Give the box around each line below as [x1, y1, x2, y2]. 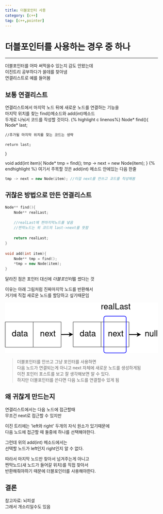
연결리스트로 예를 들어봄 [5, 75, 51, 81]
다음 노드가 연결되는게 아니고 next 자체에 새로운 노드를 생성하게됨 [16, 364, 141, 370]
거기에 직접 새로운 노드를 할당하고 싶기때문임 [5, 292, 90, 298]
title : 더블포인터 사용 [5, 8, 46, 13]
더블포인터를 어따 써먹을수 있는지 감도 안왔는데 [5, 63, 94, 69]
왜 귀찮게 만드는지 [5, 393, 55, 401]
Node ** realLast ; [14, 210, 49, 215]
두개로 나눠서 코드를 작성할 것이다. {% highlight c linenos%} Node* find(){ [5, 117, 149, 123]
